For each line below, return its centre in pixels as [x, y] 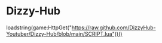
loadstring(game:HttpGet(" [39, 27]
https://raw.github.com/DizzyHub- [114, 27]
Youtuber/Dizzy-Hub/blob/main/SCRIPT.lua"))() [64, 33]
